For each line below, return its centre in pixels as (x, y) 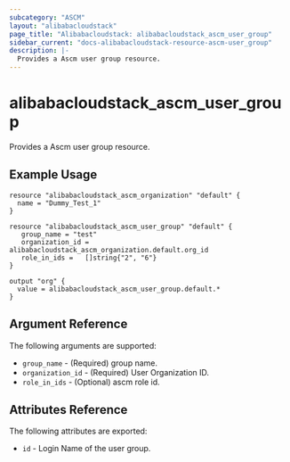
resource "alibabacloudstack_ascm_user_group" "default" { (121, 227)
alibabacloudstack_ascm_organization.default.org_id (109, 250)
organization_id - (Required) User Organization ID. (116, 372)
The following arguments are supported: (83, 345)
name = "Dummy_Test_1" (59, 203)
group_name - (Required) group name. (90, 363)
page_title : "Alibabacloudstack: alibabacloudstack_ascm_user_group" (141, 34)
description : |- (39, 51)
